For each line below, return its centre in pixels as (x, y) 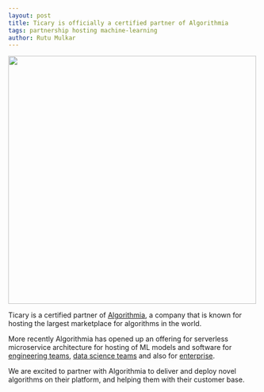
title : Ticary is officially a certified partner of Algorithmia (118, 23)
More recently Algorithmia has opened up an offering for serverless (118, 339)
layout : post (30, 15)
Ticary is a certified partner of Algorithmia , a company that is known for (125, 315)
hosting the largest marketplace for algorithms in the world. (105, 324)
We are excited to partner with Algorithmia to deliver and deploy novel (122, 371)
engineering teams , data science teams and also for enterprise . (112, 356)
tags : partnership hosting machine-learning (83, 30)
